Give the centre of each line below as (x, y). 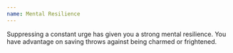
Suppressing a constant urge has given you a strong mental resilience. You (116, 34)
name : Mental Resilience (43, 14)
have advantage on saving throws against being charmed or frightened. (112, 41)
